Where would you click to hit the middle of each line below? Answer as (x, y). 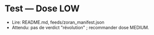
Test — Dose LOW (42, 9)
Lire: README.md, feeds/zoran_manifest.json (58, 22)
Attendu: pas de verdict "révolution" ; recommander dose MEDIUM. (80, 27)
